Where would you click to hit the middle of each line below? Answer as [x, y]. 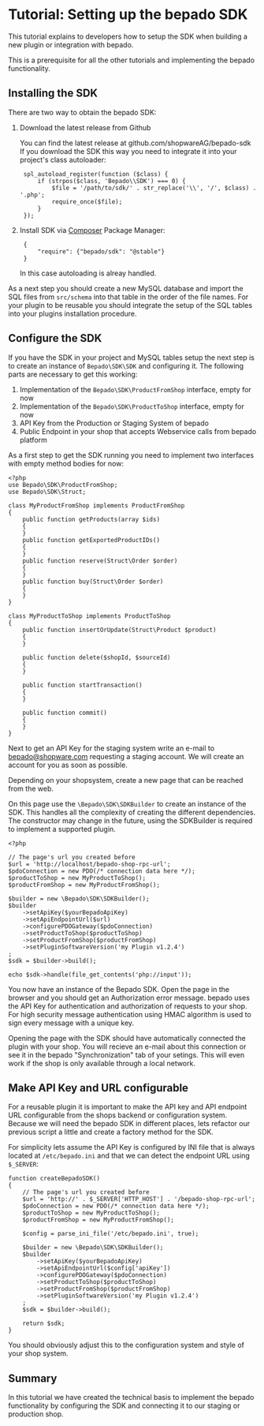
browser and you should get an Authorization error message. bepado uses [129, 997]
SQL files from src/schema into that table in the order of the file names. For [128, 297]
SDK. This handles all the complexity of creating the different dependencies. [132, 812]
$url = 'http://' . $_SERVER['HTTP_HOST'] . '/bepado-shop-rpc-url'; [139, 1200]
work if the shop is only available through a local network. [102, 1063]
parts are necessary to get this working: [73, 374]
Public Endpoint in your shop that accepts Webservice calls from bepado [138, 431]
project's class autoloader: [63, 159]
